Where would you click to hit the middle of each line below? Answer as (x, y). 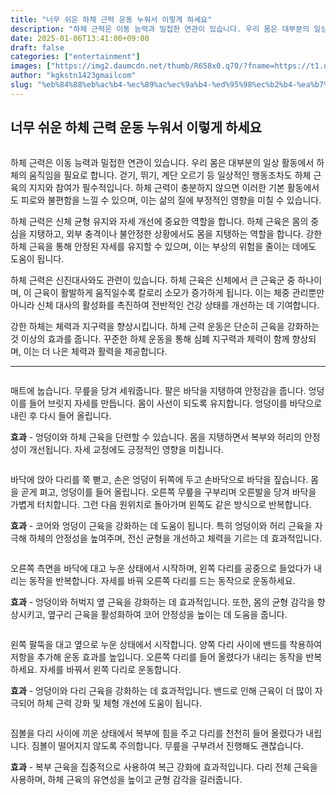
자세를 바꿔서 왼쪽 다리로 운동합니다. (110, 669)
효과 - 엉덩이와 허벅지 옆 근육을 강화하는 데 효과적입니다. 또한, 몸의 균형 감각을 (162, 602)
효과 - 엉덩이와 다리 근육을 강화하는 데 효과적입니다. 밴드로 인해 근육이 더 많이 (161, 690)
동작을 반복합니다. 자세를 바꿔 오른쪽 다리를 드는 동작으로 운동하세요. (162, 580)
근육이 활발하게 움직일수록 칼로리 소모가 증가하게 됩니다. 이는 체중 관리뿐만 (179, 292)
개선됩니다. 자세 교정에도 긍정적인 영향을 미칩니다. (126, 449)
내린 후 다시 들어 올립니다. (61, 415)
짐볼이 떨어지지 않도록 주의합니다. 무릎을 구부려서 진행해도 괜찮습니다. (167, 745)
